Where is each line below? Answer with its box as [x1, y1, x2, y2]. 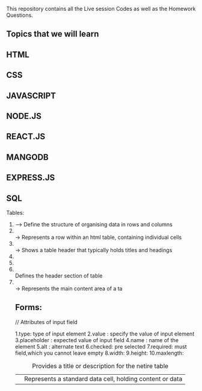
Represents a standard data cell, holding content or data [23, 375, 183, 383]
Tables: [6, 209, 25, 216]
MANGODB [6, 152, 49, 162]
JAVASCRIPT [6, 91, 56, 101]
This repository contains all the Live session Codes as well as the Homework [6, 5, 196, 12]
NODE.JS [6, 111, 42, 121]
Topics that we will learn [6, 29, 99, 39]
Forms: [14, 302, 43, 313]
